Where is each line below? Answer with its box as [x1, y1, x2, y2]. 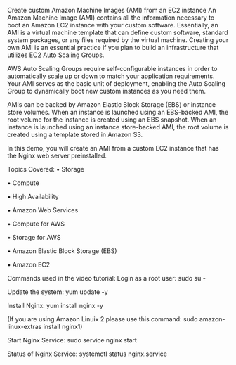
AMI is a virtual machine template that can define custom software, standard [7, 28, 228, 37]
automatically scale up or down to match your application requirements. [7, 72, 215, 80]
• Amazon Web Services [7, 206, 79, 214]
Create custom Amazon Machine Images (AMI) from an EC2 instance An [7, 6, 216, 14]
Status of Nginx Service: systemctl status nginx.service [7, 350, 167, 358]
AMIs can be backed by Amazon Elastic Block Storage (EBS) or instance [7, 101, 216, 108]
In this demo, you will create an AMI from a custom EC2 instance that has [7, 144, 219, 152]
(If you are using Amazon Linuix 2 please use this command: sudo [7, 315, 198, 323]
